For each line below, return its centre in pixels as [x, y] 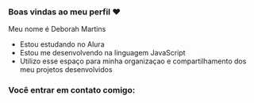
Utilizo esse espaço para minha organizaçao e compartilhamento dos [133, 61]
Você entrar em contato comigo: [72, 90]
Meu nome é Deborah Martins [57, 29]
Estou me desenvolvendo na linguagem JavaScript [102, 53]
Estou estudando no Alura [62, 44]
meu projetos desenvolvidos [66, 70]
